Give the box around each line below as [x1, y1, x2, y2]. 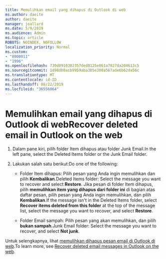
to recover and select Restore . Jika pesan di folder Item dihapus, [19, 181, 153, 187]
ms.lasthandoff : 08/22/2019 [5, 82, 64, 87]
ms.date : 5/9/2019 [5, 26, 43, 31]
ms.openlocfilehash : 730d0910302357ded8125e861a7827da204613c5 [5, 63, 140, 68]
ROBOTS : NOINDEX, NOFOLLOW [5, 40, 61, 45]
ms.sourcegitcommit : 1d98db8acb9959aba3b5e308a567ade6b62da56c [5, 68, 140, 73]
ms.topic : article [5, 36, 43, 41]
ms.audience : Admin [5, 31, 46, 36]
